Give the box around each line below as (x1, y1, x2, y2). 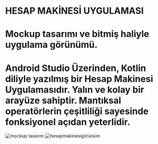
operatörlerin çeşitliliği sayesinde (5, 105, 149, 117)
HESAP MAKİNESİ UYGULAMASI (5, 5, 144, 17)
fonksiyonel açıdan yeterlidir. (5, 116, 130, 128)
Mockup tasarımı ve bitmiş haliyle (5, 28, 149, 40)
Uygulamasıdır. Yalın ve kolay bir (5, 84, 144, 95)
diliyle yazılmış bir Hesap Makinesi (5, 73, 153, 85)
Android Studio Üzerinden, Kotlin (5, 62, 146, 74)
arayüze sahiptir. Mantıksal (5, 94, 121, 106)
